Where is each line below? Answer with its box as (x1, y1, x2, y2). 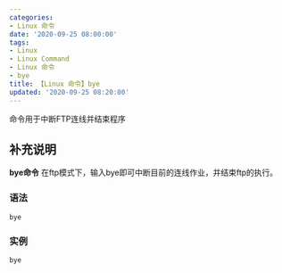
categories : (9, 12, 54, 22)
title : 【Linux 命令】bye (9, 79, 101, 88)
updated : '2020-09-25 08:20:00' (9, 87, 129, 96)
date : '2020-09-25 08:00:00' (9, 29, 118, 38)
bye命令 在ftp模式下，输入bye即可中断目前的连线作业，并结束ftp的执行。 (9, 167, 278, 178)
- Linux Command (9, 54, 70, 63)
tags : (9, 37, 29, 47)
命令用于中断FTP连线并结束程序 (9, 113, 127, 124)
